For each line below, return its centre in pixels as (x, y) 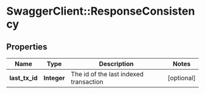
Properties (27, 47)
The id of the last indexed (107, 74)
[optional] (182, 78)
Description (117, 64)
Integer (54, 78)
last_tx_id (23, 78)
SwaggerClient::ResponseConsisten (101, 11)
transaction (87, 82)
